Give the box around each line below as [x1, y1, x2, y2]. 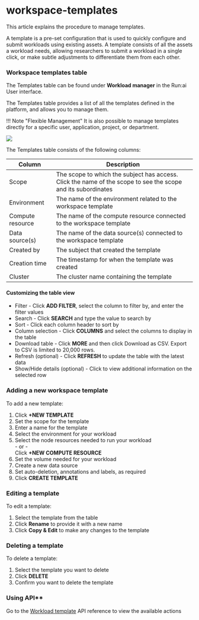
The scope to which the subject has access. [56, 170, 179, 178]
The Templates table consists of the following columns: [6, 146, 141, 154]
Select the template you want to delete [14, 567, 110, 574]
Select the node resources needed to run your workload [14, 436, 152, 443]
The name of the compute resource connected [56, 212, 186, 220]
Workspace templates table [6, 68, 88, 76]
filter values [14, 309, 44, 316]
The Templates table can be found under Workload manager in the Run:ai [6, 82, 187, 89]
